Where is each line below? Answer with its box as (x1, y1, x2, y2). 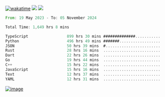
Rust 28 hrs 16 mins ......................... (5, 48, 160, 53)
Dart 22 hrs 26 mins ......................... (5, 53, 160, 58)
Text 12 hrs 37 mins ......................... (5, 71, 160, 77)
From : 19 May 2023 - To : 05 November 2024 (5, 15, 97, 20)
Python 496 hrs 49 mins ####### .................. (5, 38, 160, 43)
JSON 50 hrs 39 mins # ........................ (5, 43, 160, 48)
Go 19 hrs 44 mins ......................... (5, 58, 160, 63)
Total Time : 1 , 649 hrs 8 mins (5, 25, 70, 30)
